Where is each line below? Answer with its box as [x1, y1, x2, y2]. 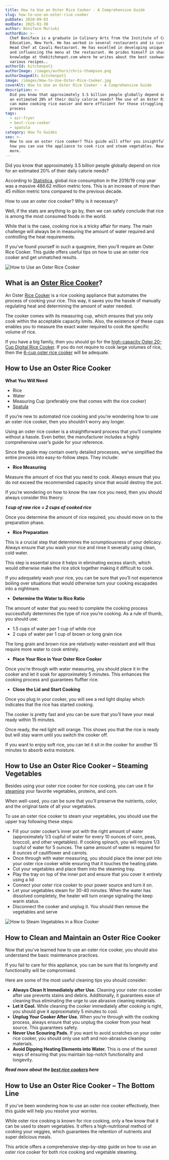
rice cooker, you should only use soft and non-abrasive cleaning [12, 1035, 146, 1042]
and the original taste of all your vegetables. [5, 804, 97, 810]
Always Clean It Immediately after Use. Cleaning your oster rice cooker [12, 987, 162, 993]
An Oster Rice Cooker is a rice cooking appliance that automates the [5, 292, 147, 298]
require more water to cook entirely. [5, 646, 79, 652]
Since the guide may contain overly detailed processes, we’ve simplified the [5, 449, 163, 455]
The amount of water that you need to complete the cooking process [5, 605, 148, 611]
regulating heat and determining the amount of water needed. [5, 303, 133, 309]
